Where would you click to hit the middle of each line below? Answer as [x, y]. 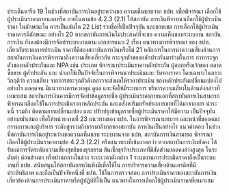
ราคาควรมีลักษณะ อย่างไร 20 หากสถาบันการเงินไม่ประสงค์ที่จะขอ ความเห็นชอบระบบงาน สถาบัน [114, 34]
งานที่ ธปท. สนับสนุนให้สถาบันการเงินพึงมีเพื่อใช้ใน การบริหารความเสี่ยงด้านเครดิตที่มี [102, 165]
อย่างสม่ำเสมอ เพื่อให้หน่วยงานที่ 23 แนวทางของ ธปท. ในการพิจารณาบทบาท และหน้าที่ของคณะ [114, 119]
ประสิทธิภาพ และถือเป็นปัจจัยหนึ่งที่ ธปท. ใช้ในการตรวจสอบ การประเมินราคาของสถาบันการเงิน [112, 173]
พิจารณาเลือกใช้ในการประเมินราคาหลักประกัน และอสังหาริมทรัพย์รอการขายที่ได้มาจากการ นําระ [112, 104]
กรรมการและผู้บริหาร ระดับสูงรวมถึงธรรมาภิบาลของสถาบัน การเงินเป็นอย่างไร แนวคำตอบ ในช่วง [114, 126]
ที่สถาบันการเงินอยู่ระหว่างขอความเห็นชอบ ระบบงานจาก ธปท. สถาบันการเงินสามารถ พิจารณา [110, 134]
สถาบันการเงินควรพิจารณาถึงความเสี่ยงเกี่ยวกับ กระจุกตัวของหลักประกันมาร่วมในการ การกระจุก [113, 57]
